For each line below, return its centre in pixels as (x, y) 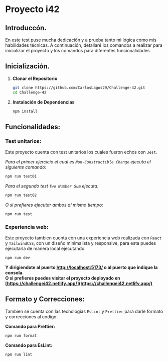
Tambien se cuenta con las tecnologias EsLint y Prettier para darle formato (84, 311)
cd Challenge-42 (29, 92)
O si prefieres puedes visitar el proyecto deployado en (63, 278)
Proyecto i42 (32, 9)
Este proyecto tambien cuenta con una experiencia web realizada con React (83, 238)
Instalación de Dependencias (43, 102)
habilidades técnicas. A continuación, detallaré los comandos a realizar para (84, 45)
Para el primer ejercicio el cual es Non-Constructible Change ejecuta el (78, 162)
